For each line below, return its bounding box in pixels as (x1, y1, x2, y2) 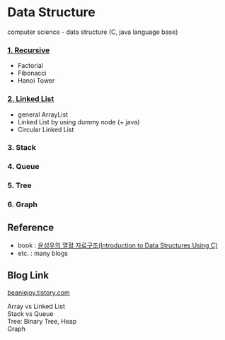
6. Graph (7, 199, 37, 209)
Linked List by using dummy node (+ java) (17, 117, 140, 126)
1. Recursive (7, 45, 50, 55)
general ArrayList (17, 110, 69, 119)
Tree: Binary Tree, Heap (7, 317, 77, 325)
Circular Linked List (17, 125, 74, 134)
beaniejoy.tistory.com (7, 288, 70, 297)
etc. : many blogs (17, 249, 69, 258)
